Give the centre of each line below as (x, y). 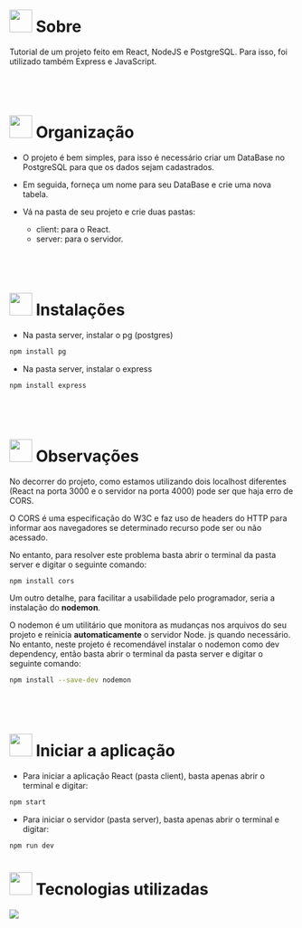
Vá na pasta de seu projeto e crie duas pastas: (109, 212)
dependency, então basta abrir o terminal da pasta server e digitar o (137, 654)
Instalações (80, 310)
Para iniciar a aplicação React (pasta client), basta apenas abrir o (143, 776)
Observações (87, 456)
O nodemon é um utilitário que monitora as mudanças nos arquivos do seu (148, 625)
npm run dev (32, 846)
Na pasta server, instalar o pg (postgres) (98, 335)
